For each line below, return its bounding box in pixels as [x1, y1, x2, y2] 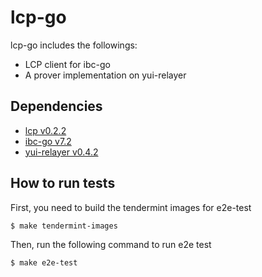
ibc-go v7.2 [24, 135, 72, 147]
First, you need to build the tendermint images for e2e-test [10, 201, 252, 213]
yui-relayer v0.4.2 [24, 146, 99, 158]
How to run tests [10, 175, 116, 192]
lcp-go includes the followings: [10, 39, 138, 51]
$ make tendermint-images [10, 221, 118, 231]
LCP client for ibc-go [24, 58, 111, 70]
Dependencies [10, 98, 103, 115]
